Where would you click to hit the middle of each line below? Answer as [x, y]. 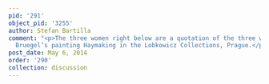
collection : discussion [48, 68]
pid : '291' [26, 16]
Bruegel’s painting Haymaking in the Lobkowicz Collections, [120, 46]
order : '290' [30, 61]
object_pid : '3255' [41, 23]
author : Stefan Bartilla [50, 30]
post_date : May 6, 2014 [48, 53]
